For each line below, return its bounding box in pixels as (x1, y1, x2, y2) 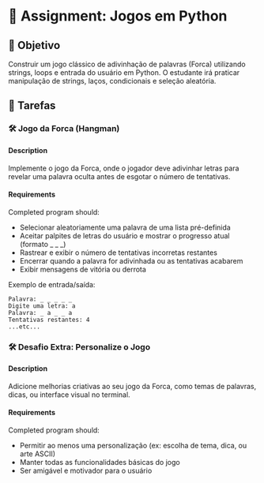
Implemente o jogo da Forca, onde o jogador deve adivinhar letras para (8, 163, 239, 173)
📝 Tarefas (8, 99, 56, 113)
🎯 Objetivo (8, 39, 61, 52)
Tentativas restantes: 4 (8, 316, 90, 324)
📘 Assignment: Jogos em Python (8, 7, 228, 25)
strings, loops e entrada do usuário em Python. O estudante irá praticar (8, 68, 240, 77)
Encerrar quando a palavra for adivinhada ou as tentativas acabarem (19, 256, 243, 265)
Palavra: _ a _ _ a (8, 309, 73, 316)
